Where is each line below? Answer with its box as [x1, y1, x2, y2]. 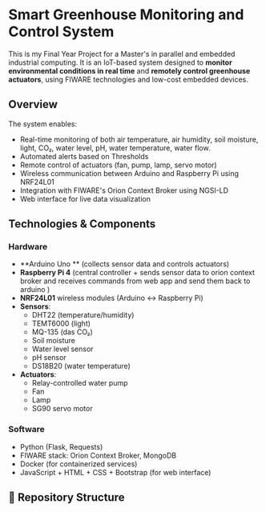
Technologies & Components [8, 218, 156, 231]
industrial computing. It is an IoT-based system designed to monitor [8, 58, 232, 67]
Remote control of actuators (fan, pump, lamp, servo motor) [19, 160, 218, 170]
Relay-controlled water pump [31, 378, 128, 388]
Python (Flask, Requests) [19, 442, 103, 451]
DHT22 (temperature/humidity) [31, 310, 135, 320]
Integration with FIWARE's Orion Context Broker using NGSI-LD [19, 186, 229, 195]
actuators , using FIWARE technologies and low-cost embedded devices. [8, 74, 248, 84]
